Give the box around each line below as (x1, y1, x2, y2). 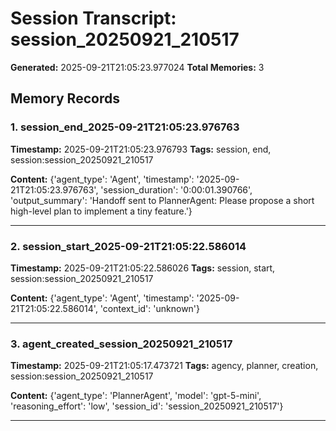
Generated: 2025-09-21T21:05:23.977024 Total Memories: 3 (10, 61, 265, 73)
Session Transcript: (10, 7, 177, 30)
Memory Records (10, 90, 120, 107)
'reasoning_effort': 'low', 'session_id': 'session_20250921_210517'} (10, 400, 284, 412)
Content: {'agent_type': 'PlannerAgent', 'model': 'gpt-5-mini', (10, 390, 262, 402)
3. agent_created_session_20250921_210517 (10, 337, 233, 351)
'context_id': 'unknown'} (99, 302, 201, 314)
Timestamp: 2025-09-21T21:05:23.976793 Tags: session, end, (10, 143, 272, 155)
